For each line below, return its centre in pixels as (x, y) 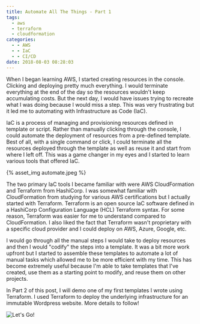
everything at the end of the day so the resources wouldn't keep (86, 92)
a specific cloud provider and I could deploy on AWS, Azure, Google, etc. (96, 229)
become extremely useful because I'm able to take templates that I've (92, 266)
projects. (17, 278)
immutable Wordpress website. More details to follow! (73, 303)
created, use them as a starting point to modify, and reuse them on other (96, 272)
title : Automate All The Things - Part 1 (59, 12)
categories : (21, 40)
